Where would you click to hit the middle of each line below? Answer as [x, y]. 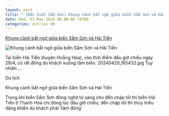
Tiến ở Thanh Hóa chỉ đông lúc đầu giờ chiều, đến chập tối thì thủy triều [80, 103]
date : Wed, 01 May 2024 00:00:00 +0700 [47, 19]
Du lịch [13, 78]
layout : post [19, 10]
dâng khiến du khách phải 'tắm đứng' [44, 108]
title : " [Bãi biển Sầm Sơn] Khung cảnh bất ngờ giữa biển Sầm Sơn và [81, 15]
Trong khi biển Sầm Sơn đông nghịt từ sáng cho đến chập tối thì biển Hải [80, 97]
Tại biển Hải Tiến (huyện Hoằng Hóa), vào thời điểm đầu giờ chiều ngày [79, 58]
